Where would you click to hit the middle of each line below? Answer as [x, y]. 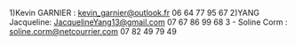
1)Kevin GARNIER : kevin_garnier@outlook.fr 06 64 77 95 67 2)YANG [135, 13]
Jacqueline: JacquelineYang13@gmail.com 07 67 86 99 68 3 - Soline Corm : [148, 22]
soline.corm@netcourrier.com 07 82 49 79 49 [93, 31]
